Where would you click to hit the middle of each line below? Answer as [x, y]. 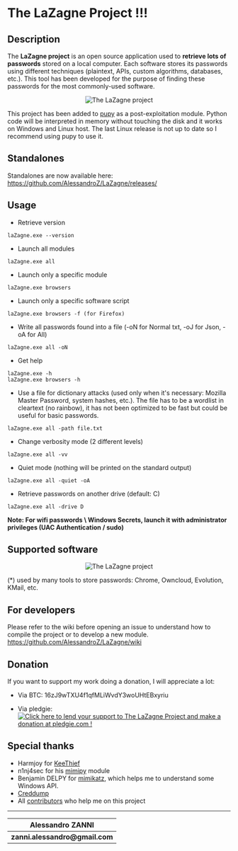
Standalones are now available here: [60, 176]
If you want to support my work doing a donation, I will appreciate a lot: [111, 682]
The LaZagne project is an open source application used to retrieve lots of [117, 56]
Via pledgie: [35, 709]
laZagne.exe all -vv [38, 455]
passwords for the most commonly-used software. [81, 86]
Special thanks [41, 746]
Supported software [53, 550]
